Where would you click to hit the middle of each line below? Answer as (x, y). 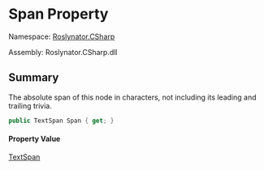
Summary (34, 78)
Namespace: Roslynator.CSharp (62, 36)
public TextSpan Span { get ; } (61, 121)
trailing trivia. (30, 105)
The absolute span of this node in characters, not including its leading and (132, 97)
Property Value (35, 139)
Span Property (58, 14)
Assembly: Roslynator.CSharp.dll (63, 52)
